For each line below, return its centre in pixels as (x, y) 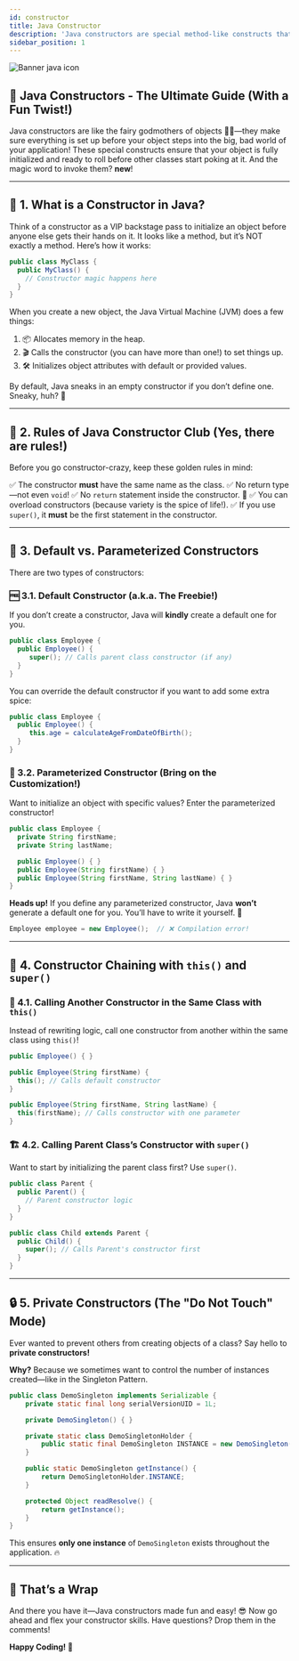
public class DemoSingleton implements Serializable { (113, 1395)
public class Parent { (51, 1184)
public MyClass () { (53, 270)
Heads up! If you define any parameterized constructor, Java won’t (133, 903)
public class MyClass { (53, 262)
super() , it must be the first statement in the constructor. (113, 515)
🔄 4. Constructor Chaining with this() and (128, 965)
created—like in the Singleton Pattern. (79, 1379)
